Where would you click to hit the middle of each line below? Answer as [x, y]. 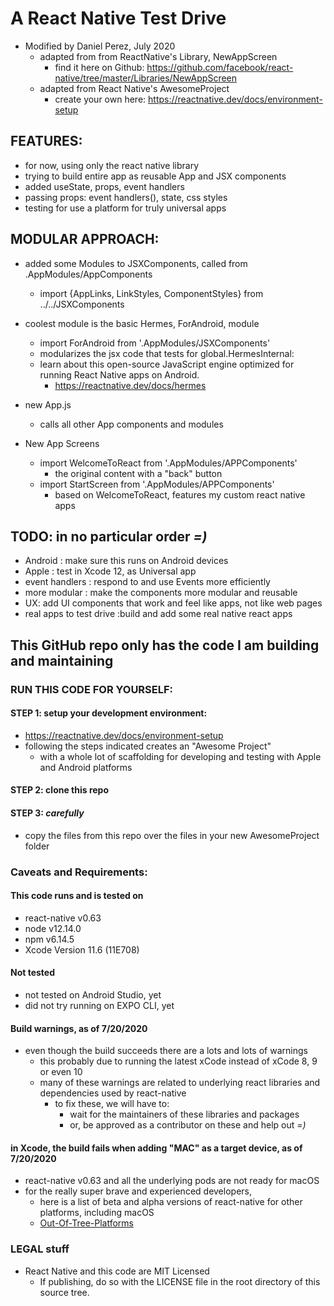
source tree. [64, 1292]
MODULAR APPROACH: [85, 239]
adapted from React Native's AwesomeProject [134, 88]
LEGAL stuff [40, 1249]
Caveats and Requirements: [79, 872]
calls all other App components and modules [131, 424]
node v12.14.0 [53, 928]
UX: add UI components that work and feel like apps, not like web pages [173, 603]
